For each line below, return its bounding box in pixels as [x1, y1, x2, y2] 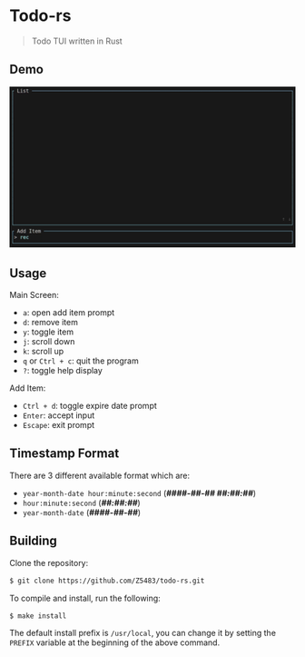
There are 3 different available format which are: [9, 470, 191, 481]
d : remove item [22, 317, 79, 328]
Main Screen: [9, 290, 59, 301]
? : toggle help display [22, 365, 103, 376]
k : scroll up [22, 346, 64, 357]
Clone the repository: [9, 557, 89, 568]
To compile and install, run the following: [9, 592, 161, 603]
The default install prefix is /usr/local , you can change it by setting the [9, 628, 277, 639]
